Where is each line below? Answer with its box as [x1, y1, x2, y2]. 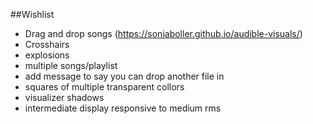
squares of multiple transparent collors [24, 81, 185, 93]
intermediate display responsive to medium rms [24, 102, 222, 114]
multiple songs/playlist [24, 60, 118, 71]
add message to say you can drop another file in [24, 70, 225, 82]
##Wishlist [10, 9, 55, 20]
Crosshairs [24, 39, 70, 50]
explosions [24, 49, 70, 61]
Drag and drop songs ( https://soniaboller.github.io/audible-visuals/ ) [24, 28, 303, 39]
